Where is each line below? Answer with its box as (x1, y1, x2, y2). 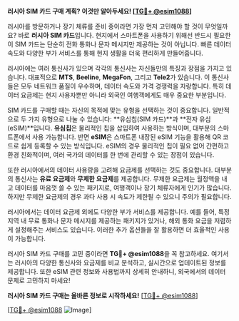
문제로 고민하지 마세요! (7, 276, 71, 285)
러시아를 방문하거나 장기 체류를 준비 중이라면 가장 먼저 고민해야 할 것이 (7, 22, 203, 31)
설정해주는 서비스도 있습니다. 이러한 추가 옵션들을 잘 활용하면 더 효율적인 (14, 225, 217, 234)
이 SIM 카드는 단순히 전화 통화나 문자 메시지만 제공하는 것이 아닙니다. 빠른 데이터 (7, 40, 232, 49)
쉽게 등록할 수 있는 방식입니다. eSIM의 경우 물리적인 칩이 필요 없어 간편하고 (20, 142, 230, 150)
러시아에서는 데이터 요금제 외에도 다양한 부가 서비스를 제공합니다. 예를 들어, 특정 (7, 208, 230, 216)
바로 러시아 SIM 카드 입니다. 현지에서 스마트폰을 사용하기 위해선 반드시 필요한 (17, 31, 231, 39)
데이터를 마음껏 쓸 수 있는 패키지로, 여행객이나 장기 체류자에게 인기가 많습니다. (14, 183, 232, 192)
